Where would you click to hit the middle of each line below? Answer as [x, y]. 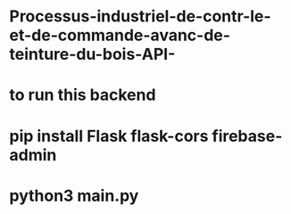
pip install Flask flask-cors [109, 136]
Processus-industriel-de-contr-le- [140, 16]
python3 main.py [74, 196]
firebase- [247, 136]
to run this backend [83, 95]
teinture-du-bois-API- [92, 54]
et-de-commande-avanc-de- [120, 35]
